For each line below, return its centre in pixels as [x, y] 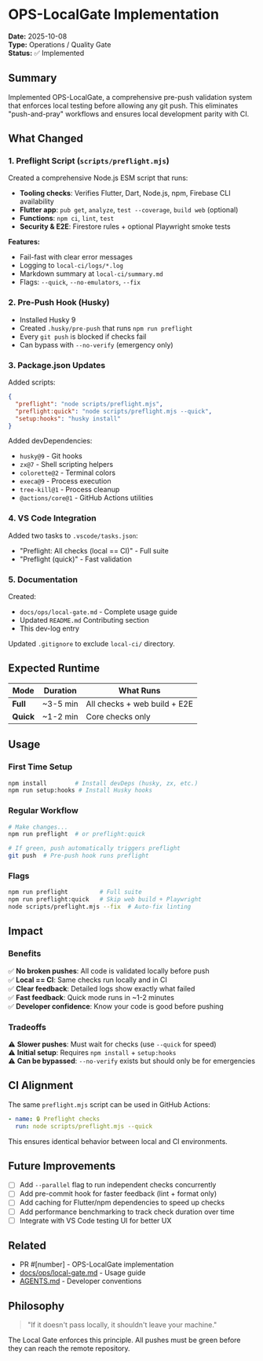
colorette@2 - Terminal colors [68, 473]
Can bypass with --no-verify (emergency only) [97, 344]
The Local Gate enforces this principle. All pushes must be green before [124, 1340]
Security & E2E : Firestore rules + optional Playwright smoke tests [125, 226]
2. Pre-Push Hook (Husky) [59, 303]
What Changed [46, 139]
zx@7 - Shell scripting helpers [66, 465]
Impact [26, 931]
